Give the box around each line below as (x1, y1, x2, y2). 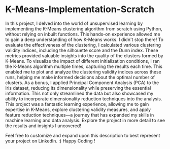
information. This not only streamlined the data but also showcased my (5, 90, 154, 96)
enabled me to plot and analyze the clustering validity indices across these (5, 68, 161, 74)
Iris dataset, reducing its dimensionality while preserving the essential (5, 85, 151, 91)
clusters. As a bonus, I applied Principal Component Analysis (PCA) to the (5, 80, 159, 86)
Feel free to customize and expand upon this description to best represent (5, 132, 160, 138)
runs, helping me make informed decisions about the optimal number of (5, 74, 155, 80)
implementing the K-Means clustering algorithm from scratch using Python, (5, 25, 162, 31)
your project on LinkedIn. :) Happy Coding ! (5, 138, 95, 144)
